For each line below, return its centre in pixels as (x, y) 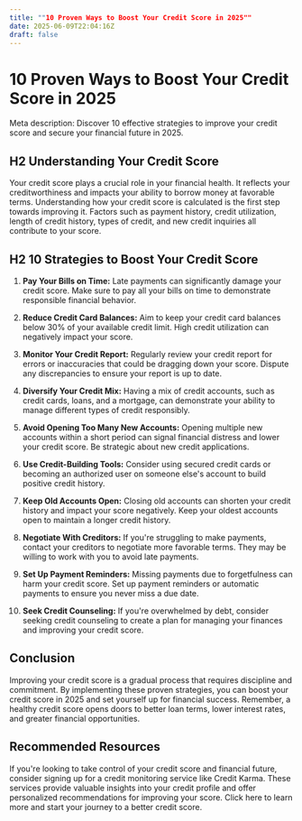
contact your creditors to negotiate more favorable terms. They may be (154, 547)
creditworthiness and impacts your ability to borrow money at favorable (142, 193)
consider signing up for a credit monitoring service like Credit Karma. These (150, 778)
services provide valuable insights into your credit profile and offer (133, 788)
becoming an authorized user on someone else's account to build (144, 474)
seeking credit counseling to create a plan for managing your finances (152, 620)
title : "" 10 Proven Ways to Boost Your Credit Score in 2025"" (131, 18)
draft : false (34, 34)
